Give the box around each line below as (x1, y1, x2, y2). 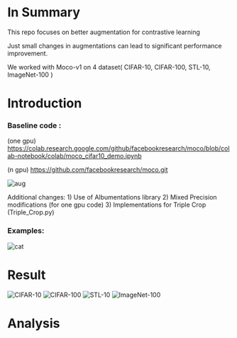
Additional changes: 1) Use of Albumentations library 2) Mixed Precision (7, 193, 218, 202)
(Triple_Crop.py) (7, 208, 55, 217)
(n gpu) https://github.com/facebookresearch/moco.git (7, 165, 168, 174)
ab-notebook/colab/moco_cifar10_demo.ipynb (7, 152, 142, 160)
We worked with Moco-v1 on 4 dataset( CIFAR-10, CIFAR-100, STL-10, (7, 62, 211, 71)
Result (7, 267, 46, 283)
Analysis (7, 315, 60, 331)
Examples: (7, 226, 45, 236)
